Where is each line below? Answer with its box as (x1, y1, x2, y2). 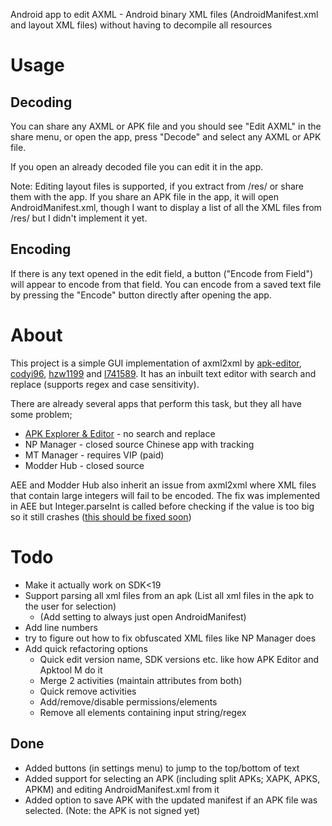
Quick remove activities (39, 685, 137, 697)
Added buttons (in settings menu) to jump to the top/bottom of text (24, 762, 300, 774)
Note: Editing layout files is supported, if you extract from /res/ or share (10, 180, 304, 192)
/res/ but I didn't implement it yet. (10, 212, 148, 224)
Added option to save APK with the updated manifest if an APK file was (24, 794, 318, 806)
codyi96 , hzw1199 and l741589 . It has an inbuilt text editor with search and (10, 367, 317, 379)
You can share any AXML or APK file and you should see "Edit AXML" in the (10, 120, 322, 132)
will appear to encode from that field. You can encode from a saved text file (10, 278, 322, 290)
